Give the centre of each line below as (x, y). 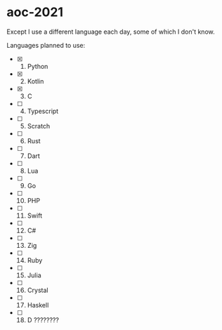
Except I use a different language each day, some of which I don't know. (111, 32)
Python (38, 66)
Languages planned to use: (46, 45)
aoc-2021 (35, 12)
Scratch (39, 126)
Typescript (43, 111)
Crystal (38, 290)
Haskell (38, 305)
